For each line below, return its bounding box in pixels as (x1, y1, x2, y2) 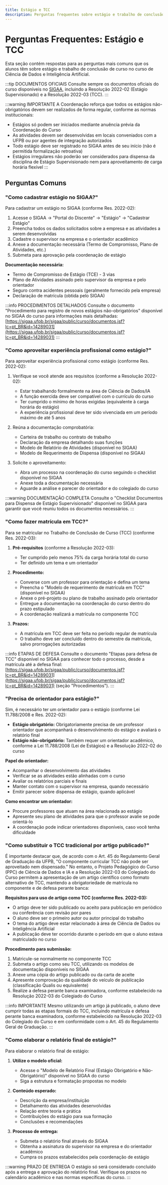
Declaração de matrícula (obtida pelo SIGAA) (12, 293, 105, 299)
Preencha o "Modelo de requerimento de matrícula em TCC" (19, 584, 145, 590)
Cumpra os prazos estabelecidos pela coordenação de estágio (19, 1154, 149, 1160)
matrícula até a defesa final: (5, 661, 62, 667)
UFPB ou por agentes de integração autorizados (12, 138, 112, 144)
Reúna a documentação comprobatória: (12, 424, 94, 430)
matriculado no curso (12, 936, 56, 942)
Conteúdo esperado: (12, 1087, 56, 1093)
